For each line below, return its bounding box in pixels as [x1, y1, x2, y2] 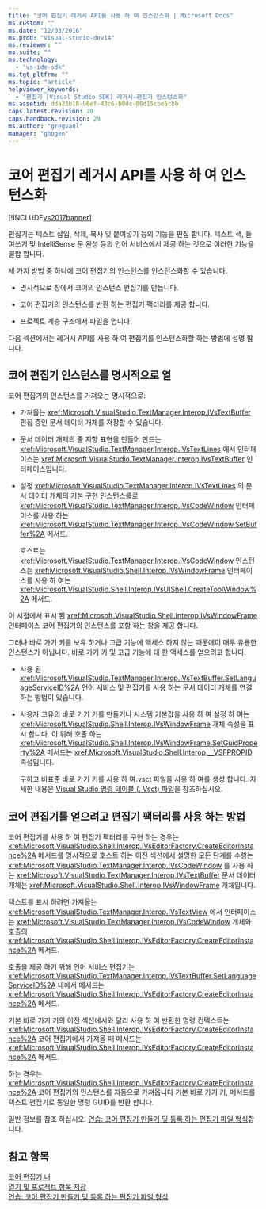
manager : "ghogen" [8, 129, 69, 137]
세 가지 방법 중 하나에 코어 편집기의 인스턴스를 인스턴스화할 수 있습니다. [8, 266, 228, 275]
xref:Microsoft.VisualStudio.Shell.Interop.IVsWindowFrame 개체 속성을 [19, 719, 247, 729]
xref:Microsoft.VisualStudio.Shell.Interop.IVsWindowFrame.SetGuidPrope [19, 738, 258, 748]
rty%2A [19, 748, 45, 757]
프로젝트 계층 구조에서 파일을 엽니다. [19, 316, 132, 326]
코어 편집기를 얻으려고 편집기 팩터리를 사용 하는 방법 [8, 809, 246, 823]
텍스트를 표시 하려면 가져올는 [8, 897, 97, 907]
